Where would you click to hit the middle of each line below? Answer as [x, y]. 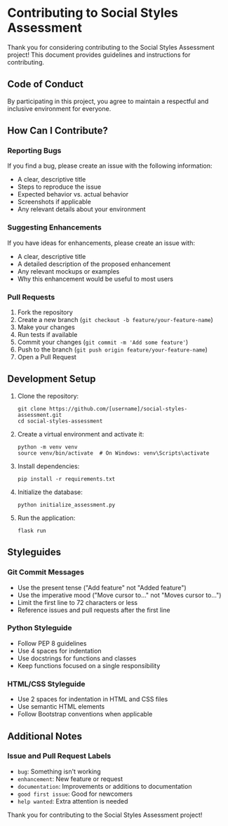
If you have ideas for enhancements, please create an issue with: [101, 243]
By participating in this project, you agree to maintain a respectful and [108, 101]
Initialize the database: [50, 492]
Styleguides [34, 552]
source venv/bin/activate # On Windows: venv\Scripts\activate [113, 453]
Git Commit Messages [46, 572]
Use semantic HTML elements [61, 707]
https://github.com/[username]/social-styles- [118, 408]
